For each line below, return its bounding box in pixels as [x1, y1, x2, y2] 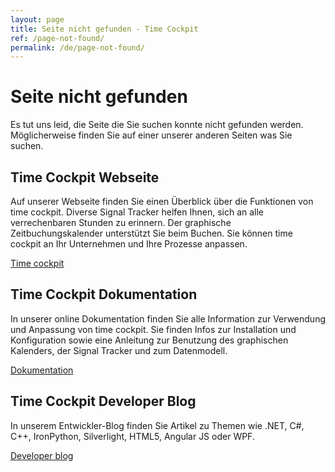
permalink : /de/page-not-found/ [10, 42, 145, 53]
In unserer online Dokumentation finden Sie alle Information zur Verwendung [10, 312, 326, 325]
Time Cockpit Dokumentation [10, 286, 198, 303]
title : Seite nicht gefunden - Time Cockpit [10, 24, 199, 34]
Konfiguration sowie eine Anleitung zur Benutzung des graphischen [10, 334, 289, 346]
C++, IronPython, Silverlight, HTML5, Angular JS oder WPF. [10, 430, 255, 442]
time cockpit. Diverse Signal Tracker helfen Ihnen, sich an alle [10, 206, 265, 218]
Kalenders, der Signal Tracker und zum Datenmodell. [10, 344, 228, 356]
